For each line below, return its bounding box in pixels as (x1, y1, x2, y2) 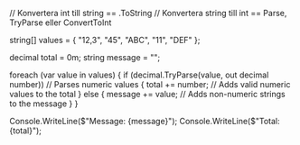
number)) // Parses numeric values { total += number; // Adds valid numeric (9, 79, 291, 89)
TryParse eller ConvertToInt (9, 17, 112, 28)
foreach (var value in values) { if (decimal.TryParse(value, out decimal (9, 69, 269, 80)
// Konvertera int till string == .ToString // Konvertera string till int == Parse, (9, 8, 287, 18)
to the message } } (9, 98, 79, 109)
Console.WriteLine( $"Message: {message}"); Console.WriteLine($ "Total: (9, 116, 280, 126)
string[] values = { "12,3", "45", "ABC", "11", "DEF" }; (9, 35, 201, 45)
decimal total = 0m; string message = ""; (9, 52, 161, 62)
